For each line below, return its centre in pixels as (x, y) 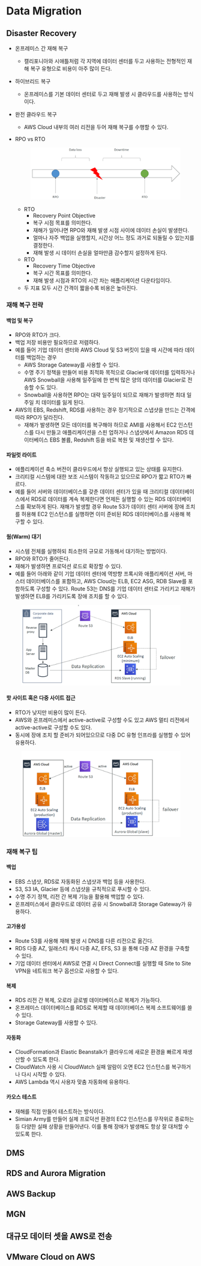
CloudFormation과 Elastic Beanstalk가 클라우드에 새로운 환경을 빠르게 (98, 1052)
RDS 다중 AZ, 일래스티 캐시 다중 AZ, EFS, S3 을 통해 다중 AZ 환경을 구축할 (102, 949)
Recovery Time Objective (64, 266)
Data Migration (44, 11)
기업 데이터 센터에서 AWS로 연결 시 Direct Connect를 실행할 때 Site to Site (103, 964)
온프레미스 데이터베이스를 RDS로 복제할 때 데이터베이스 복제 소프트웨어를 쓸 (103, 1008)
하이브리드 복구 (33, 81)
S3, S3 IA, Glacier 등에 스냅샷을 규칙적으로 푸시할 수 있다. (83, 889)
